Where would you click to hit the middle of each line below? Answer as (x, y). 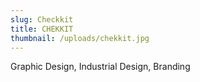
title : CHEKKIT (42, 29)
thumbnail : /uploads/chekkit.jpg (80, 38)
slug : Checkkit (42, 19)
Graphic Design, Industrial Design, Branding (100, 67)
